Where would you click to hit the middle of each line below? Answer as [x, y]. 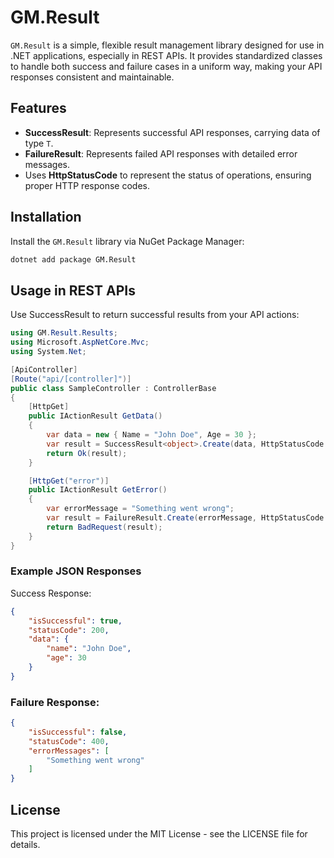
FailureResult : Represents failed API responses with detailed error [161, 153]
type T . [39, 143]
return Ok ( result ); [87, 453]
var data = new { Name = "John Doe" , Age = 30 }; [151, 435]
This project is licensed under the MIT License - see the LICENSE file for [159, 834]
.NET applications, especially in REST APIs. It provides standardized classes [166, 55]
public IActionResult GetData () [95, 416]
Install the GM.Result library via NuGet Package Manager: [127, 241]
